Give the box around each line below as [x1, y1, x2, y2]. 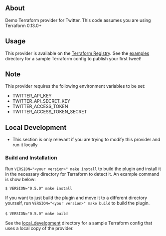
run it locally [12, 142, 38, 148]
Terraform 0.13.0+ [5, 22, 42, 28]
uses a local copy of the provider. [5, 226, 74, 232]
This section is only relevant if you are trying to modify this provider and [12, 137, 161, 143]
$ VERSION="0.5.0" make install [5, 186, 72, 191]
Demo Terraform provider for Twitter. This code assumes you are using [5, 17, 151, 23]
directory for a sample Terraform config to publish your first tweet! [5, 55, 142, 61]
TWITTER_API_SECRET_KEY [12, 98, 71, 104]
